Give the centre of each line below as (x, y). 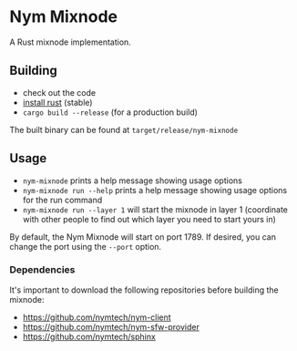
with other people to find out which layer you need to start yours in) (149, 219)
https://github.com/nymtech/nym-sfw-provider (111, 326)
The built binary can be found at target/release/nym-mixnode (124, 129)
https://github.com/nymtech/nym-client (97, 317)
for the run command (62, 200)
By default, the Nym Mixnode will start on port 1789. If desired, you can (143, 237)
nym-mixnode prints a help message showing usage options (133, 181)
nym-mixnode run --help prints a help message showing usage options (155, 190)
